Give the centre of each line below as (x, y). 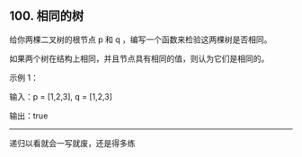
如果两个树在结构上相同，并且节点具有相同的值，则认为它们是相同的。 (139, 58)
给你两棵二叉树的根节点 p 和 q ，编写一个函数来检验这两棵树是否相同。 (141, 39)
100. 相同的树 (47, 16)
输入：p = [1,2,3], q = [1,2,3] (61, 96)
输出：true (29, 116)
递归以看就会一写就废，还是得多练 (72, 143)
